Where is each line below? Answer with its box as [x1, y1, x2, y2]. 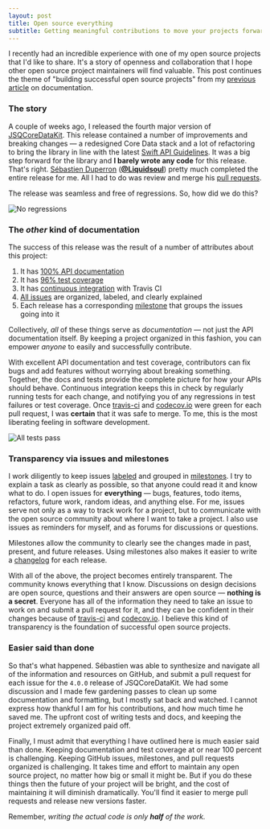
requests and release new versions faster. [8, 796, 147, 806]
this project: [8, 250, 48, 260]
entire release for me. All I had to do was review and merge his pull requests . [8, 172, 262, 182]
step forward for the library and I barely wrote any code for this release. [8, 155, 247, 165]
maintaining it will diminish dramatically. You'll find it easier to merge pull [8, 787, 248, 797]
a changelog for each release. [8, 555, 108, 565]
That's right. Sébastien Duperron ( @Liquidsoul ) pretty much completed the [8, 164, 259, 174]
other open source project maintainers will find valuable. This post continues [8, 66, 262, 76]
